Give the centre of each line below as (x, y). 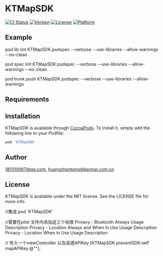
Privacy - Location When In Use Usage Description (56, 233)
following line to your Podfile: (35, 133)
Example (19, 38)
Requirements (27, 99)
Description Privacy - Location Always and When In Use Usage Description (81, 228)
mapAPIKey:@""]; (23, 249)
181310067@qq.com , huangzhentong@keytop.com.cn (60, 169)
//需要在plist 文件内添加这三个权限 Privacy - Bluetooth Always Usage (74, 222)
